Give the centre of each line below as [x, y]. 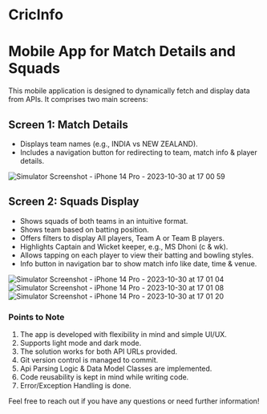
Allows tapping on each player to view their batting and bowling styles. [137, 255]
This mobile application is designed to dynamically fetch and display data [129, 91]
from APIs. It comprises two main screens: [78, 99]
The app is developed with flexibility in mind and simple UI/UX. [123, 335]
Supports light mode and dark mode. [81, 343]
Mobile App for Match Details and [122, 52]
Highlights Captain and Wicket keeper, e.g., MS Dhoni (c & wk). [124, 246]
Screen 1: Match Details [68, 125]
